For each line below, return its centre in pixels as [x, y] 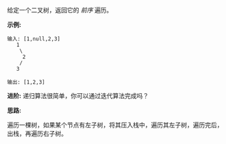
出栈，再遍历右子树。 [37, 133]
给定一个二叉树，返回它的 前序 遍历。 [60, 10]
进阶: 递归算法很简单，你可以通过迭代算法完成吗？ [78, 96]
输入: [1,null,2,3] [34, 39]
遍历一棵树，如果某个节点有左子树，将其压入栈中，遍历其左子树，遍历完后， [115, 125]
